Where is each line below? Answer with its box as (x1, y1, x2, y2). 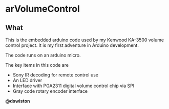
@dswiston (5, 98, 30, 104)
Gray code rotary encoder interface (12, 88, 88, 94)
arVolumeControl (5, 3, 80, 15)
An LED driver (12, 77, 43, 83)
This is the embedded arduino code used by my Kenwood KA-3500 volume (5, 37, 164, 43)
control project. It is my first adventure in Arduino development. (5, 42, 139, 48)
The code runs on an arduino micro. (5, 52, 81, 58)
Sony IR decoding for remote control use (12, 72, 99, 78)
